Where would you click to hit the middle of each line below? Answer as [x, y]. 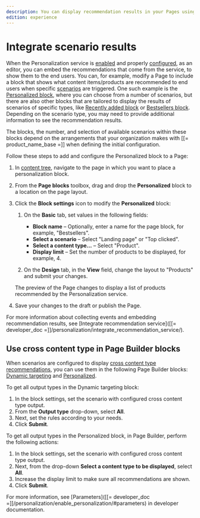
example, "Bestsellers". [61, 233]
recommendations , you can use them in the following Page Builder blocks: [97, 369]
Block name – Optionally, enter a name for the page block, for [108, 227]
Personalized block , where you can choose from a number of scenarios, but [99, 95]
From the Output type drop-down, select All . [70, 412]
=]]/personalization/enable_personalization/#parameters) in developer [92, 503]
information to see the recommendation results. [65, 121]
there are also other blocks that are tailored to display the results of [89, 101]
